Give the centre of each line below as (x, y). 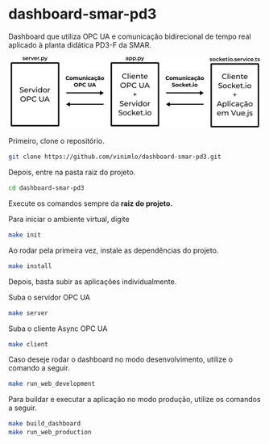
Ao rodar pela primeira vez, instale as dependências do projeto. (114, 250)
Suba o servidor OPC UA (50, 297)
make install (30, 266)
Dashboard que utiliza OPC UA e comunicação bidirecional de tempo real (130, 36)
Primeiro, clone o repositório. (56, 141)
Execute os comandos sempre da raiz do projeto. (91, 203)
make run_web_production (50, 433)
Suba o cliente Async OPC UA (58, 329)
